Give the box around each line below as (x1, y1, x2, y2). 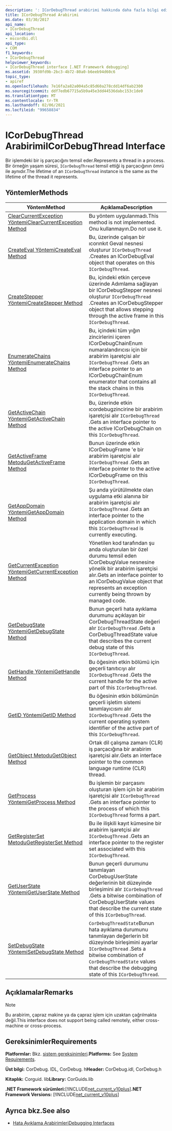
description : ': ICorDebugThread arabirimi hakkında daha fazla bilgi (5, 7, 159, 13)
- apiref (5, 79, 24, 84)
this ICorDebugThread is (89, 524, 144, 531)
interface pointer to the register (89, 839, 164, 846)
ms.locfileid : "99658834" (5, 108, 60, 113)
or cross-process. (25, 1022, 62, 1029)
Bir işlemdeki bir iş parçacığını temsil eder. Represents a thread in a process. (5, 157, 165, 163)
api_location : (5, 31, 36, 36)
